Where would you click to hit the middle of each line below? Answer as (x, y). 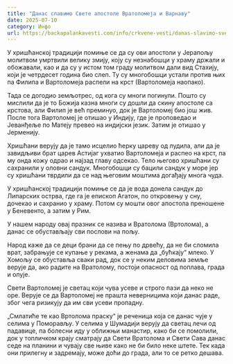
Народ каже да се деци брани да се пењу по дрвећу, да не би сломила (113, 245)
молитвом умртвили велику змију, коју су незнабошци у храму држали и (116, 60)
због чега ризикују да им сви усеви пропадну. (76, 303)
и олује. (18, 275)
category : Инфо (29, 26)
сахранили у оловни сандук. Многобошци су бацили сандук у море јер (113, 168)
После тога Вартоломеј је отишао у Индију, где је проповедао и (102, 118)
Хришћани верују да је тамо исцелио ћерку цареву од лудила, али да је (114, 146)
